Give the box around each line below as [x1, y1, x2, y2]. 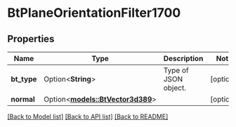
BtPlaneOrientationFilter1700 [7, 5, 181, 21]
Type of [163, 65, 189, 75]
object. [163, 83, 186, 93]
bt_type [11, 74, 37, 83]
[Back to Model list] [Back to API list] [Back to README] [7, 112, 169, 121]
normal [11, 95, 35, 104]
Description [163, 54, 204, 63]
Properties [7, 33, 55, 45]
